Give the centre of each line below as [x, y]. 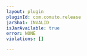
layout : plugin [25, 11]
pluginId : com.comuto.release [44, 17]
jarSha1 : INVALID [28, 22]
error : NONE [21, 34]
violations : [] [25, 39]
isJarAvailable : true [33, 28]
